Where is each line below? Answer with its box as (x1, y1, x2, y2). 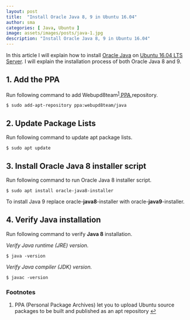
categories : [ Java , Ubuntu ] (6, 25, 80, 31)
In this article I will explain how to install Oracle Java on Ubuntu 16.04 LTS (6, 52, 183, 58)
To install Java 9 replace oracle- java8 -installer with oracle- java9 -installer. (6, 198, 185, 205)
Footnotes (6, 288, 36, 296)
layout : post (6, 8, 38, 15)
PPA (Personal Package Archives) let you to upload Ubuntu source (14, 301, 175, 308)
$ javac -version (6, 274, 49, 280)
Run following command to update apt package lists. (6, 134, 133, 141)
